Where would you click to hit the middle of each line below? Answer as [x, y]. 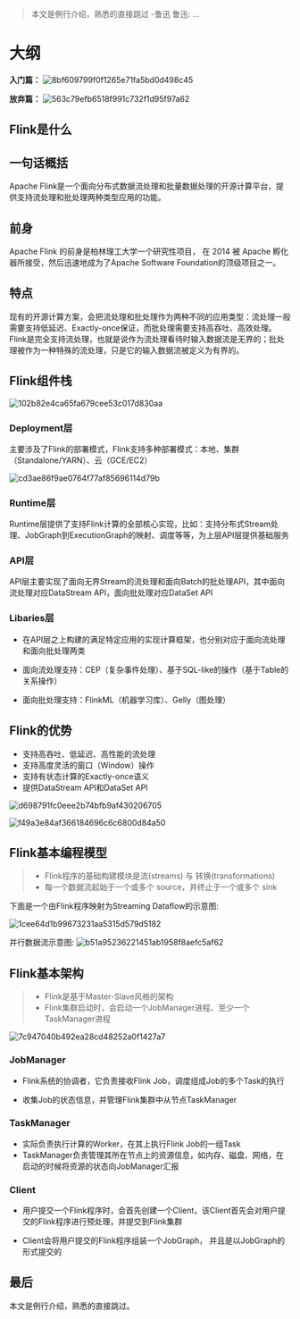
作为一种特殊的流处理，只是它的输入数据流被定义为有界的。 [134, 350]
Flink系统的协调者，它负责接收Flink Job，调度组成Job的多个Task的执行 [153, 1080]
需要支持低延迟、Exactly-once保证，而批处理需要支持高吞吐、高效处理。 [143, 328]
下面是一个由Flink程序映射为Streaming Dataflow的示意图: [114, 906]
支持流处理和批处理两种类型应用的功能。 [91, 197]
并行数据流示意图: [42, 943]
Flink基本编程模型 [58, 853]
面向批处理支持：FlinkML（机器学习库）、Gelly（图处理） [126, 700]
